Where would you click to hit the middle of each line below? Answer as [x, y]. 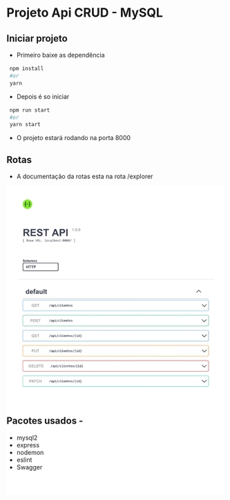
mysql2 [27, 438]
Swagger [29, 467]
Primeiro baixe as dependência [60, 55]
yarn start [25, 125]
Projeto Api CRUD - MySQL [85, 13]
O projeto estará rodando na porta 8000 [74, 138]
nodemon [30, 452]
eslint [24, 460]
